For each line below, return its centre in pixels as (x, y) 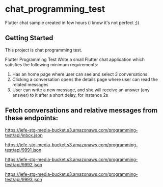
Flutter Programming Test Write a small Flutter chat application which (75, 59)
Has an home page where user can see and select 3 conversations (80, 74)
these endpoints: (32, 118)
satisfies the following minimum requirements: (52, 64)
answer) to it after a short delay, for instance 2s (60, 95)
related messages (30, 84)
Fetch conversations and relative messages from (81, 111)
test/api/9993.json (24, 179)
